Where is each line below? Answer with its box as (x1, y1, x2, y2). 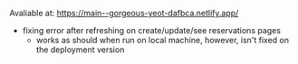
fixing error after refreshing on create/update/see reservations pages (22, 25, 281, 35)
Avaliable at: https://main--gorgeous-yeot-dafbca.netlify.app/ (9, 8, 239, 18)
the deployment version (35, 44, 125, 55)
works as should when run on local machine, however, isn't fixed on (35, 35, 290, 45)
